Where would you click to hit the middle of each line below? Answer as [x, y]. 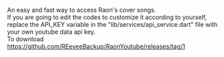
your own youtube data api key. [51, 32]
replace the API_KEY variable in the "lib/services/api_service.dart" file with [112, 24]
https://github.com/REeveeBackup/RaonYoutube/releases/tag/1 [96, 46]
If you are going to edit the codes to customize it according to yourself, [107, 17]
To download [26, 39]
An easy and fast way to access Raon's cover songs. [82, 10]
